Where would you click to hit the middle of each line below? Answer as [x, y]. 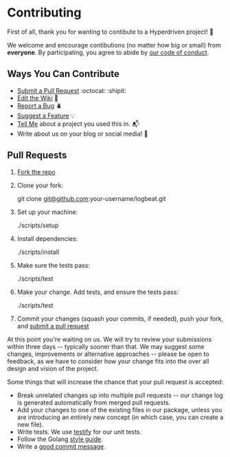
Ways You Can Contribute [64, 74]
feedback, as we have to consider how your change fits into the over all [108, 361]
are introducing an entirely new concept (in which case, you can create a [120, 417]
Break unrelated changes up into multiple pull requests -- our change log [120, 395]
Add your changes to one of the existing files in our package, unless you [119, 410]
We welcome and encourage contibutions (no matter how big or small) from [114, 45]
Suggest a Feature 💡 [46, 116]
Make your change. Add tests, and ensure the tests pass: [97, 292]
